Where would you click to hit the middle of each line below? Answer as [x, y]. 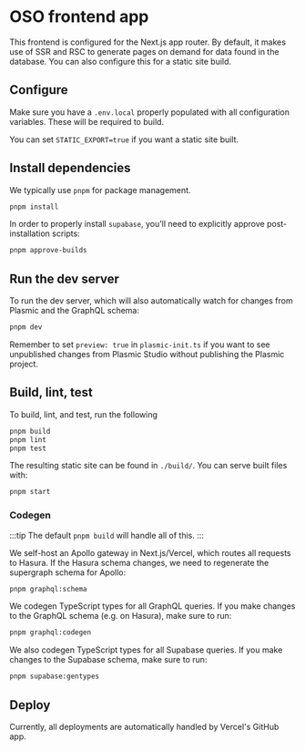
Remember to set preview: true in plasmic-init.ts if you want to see [140, 345]
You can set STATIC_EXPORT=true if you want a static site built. [124, 139]
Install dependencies [70, 168]
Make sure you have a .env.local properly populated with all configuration [149, 112]
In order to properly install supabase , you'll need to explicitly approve [137, 224]
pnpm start [30, 492]
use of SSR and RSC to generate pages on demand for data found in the [144, 51]
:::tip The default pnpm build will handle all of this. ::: [107, 535]
